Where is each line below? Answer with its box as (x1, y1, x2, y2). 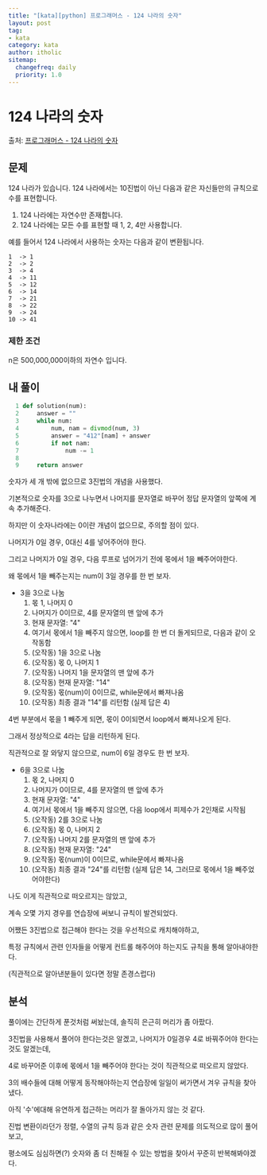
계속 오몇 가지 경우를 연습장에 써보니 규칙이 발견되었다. (8, 908, 178, 918)
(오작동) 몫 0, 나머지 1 (31, 658, 99, 667)
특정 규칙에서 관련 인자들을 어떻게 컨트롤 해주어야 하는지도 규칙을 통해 (8, 942, 225, 951)
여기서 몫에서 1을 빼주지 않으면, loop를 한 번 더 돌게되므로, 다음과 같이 (31, 628, 248, 637)
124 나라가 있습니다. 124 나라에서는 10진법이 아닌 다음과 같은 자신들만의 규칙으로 (8, 184, 259, 193)
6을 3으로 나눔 (19, 765, 65, 775)
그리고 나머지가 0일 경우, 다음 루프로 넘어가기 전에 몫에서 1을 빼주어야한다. (8, 554, 238, 564)
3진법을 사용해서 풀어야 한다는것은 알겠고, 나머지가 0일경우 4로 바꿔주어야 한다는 (8, 1034, 259, 1044)
